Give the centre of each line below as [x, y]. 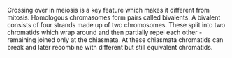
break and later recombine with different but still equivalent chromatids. [110, 47]
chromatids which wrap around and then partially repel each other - [105, 32]
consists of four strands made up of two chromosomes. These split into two [116, 25]
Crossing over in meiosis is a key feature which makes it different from [108, 10]
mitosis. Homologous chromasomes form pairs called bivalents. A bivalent [114, 17]
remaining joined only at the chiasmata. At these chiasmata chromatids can [115, 40]
